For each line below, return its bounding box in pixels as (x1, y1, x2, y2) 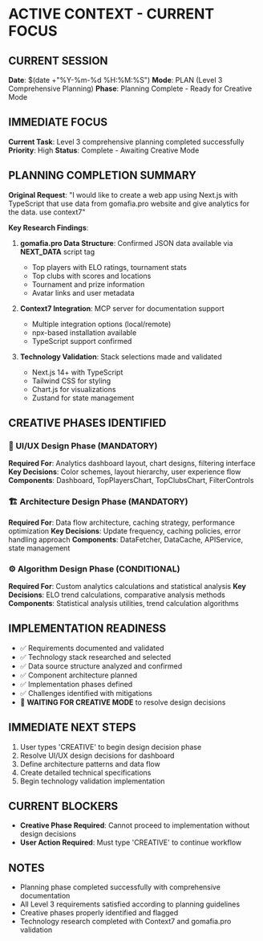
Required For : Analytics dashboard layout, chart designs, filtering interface (8, 459, 256, 468)
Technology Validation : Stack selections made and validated (19, 351, 222, 362)
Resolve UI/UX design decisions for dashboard (19, 751, 175, 760)
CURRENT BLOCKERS (8, 799, 119, 812)
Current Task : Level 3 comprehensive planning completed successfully (8, 137, 245, 146)
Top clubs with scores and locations (31, 271, 152, 280)
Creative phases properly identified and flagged (19, 908, 179, 918)
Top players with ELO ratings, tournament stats (31, 262, 187, 272)
